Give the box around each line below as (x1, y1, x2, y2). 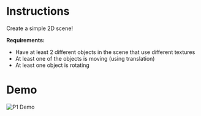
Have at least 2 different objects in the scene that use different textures (15, 48, 195, 56)
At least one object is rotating (15, 61, 90, 69)
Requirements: (6, 36, 45, 44)
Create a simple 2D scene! (6, 25, 74, 32)
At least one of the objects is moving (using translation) (15, 55, 155, 62)
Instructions (6, 4, 70, 18)
